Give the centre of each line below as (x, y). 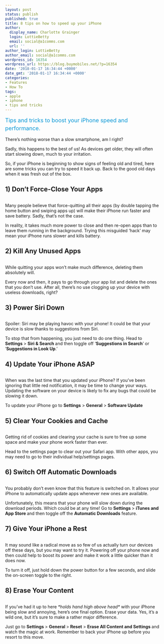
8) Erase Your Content (39, 591)
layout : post (18, 10)
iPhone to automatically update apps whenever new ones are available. (77, 493)
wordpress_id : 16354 (26, 60)
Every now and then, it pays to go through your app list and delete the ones (81, 282)
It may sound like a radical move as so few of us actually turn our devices (79, 545)
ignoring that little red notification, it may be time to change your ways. (76, 385)
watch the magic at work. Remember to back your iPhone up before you (78, 632)
